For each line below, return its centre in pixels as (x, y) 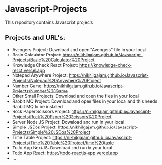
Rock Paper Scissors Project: (41, 111)
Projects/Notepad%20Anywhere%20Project (56, 80)
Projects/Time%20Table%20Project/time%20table (63, 143)
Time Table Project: (32, 137)
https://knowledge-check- (106, 65)
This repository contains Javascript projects (49, 22)
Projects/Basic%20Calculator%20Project (53, 60)
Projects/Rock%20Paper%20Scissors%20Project (62, 117)
